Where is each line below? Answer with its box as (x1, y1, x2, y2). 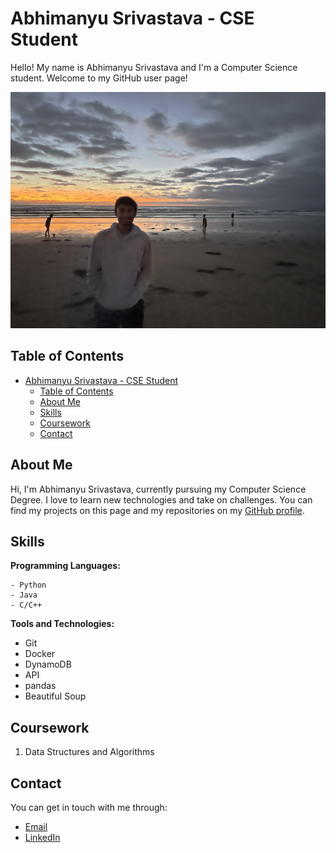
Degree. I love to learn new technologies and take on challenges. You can (10, 493, 313, 506)
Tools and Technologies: (10, 618, 115, 630)
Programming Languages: (10, 560, 121, 572)
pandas (24, 680, 57, 692)
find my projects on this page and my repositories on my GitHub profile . (10, 504, 305, 516)
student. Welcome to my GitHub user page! (10, 72, 188, 84)
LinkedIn (24, 832, 61, 843)
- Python (10, 580, 47, 591)
